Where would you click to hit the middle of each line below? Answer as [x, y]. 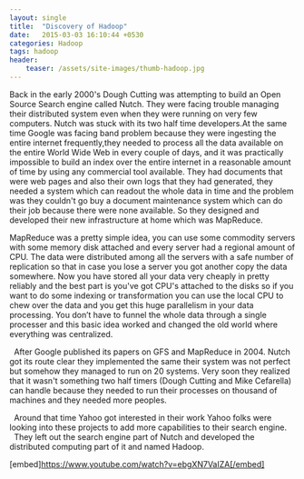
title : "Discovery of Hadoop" [69, 26]
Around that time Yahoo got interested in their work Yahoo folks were [142, 417]
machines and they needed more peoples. [88, 400]
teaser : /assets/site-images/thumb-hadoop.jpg [115, 69]
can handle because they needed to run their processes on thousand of [143, 390]
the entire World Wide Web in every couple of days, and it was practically [147, 152]
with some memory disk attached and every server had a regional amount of [152, 247]
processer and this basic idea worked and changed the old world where [144, 324]
